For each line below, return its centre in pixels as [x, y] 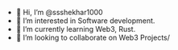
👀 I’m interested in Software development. [85, 21]
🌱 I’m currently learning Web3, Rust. [76, 29]
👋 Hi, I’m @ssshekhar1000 [59, 12]
